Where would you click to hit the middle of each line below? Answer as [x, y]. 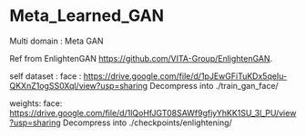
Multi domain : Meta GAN [56, 41]
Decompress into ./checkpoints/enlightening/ [147, 122]
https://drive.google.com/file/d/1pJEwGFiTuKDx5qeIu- [185, 76]
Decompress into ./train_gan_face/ [214, 85]
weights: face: [36, 103]
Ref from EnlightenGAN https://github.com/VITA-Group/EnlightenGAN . [141, 58]
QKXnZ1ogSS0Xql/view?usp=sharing [79, 85]
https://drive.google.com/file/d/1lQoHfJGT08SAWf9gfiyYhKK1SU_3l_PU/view [153, 113]
